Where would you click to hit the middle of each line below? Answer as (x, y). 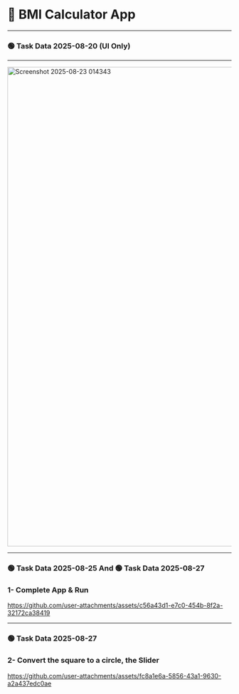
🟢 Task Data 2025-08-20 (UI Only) (69, 46)
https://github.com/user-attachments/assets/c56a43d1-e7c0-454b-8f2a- (115, 605)
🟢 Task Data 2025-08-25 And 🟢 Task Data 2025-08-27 (106, 568)
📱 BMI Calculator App (71, 15)
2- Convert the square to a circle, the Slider (84, 661)
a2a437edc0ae (30, 683)
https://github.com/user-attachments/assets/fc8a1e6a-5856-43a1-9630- (115, 676)
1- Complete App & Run (48, 590)
